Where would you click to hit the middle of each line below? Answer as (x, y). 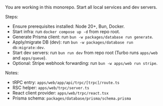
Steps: (12, 17)
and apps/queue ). (30, 58)
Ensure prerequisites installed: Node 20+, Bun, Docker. (69, 26)
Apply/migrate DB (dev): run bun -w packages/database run (73, 42)
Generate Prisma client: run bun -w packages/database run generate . (83, 37)
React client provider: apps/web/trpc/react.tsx (60, 93)
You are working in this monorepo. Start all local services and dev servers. (81, 7)
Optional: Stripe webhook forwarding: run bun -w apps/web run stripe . (85, 63)
